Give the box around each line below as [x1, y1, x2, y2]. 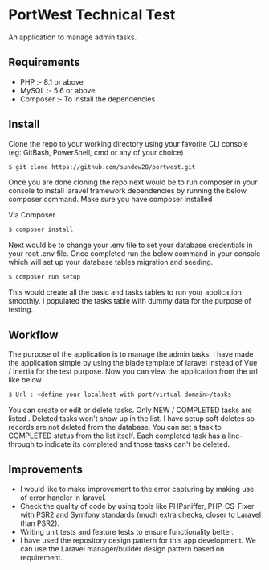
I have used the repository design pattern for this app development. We [19, 535, 257, 545]
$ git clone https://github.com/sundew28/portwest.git [8, 163, 196, 171]
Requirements [8, 56, 80, 69]
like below [8, 375, 42, 384]
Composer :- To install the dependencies [19, 94, 156, 104]
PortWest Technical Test [8, 6, 176, 24]
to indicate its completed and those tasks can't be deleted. [35, 439, 230, 448]
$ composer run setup [8, 273, 81, 281]
